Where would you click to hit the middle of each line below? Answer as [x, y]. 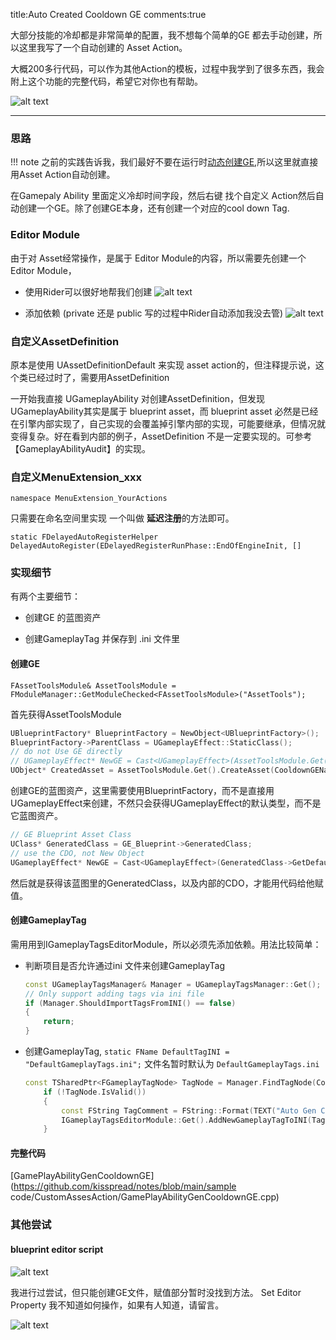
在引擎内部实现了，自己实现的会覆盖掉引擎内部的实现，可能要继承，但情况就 [168, 423]
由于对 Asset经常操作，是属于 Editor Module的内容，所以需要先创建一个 [158, 258]
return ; [59, 1022]
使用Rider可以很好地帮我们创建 [88, 291]
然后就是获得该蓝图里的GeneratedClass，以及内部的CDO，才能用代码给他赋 [167, 883]
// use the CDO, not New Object [77, 853]
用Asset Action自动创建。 [63, 175]
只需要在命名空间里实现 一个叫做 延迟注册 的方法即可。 [122, 518]
